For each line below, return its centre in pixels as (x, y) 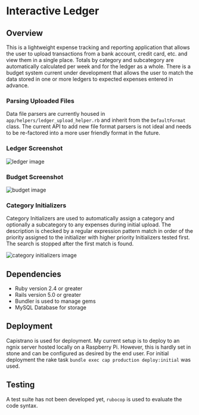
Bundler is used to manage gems (55, 301)
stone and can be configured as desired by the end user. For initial (88, 353)
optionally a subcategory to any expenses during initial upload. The (89, 225)
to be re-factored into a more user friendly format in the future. (83, 133)
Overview (25, 33)
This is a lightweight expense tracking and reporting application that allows (98, 47)
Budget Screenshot (35, 177)
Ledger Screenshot (35, 149)
